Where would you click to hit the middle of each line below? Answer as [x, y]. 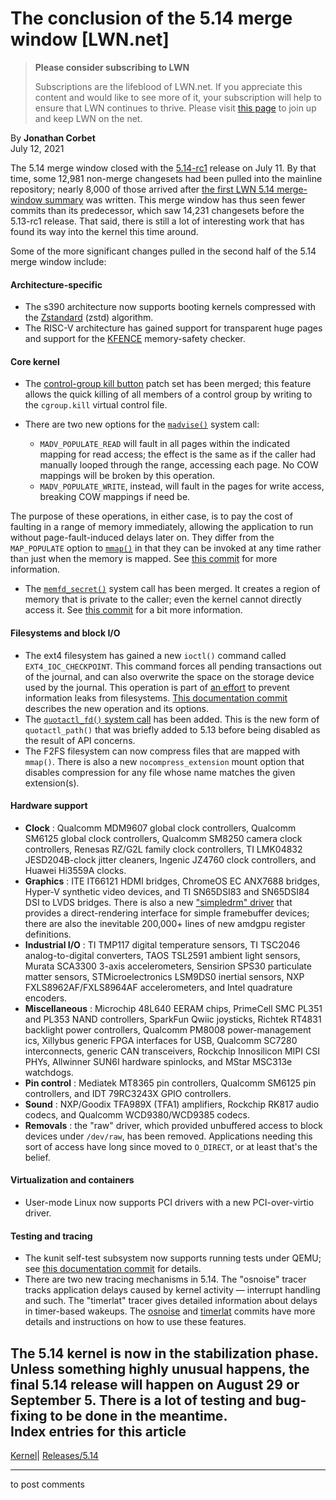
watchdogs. [49, 1072]
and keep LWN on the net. [88, 118]
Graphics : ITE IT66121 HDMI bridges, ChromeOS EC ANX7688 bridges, [172, 881]
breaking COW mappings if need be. [115, 497]
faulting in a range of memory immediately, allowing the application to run [162, 527]
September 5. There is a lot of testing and [141, 1400]
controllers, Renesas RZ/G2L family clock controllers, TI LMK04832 [163, 849]
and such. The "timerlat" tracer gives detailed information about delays [171, 1301]
